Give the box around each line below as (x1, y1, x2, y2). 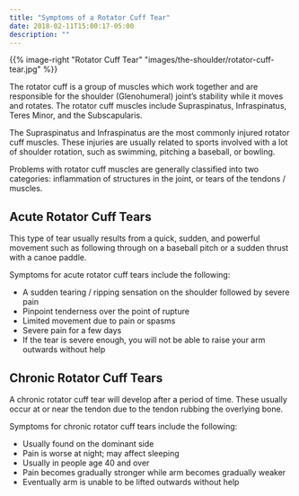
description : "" (9, 30, 70, 39)
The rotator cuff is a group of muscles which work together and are (9, 82, 259, 93)
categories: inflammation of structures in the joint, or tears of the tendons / (9, 173, 286, 184)
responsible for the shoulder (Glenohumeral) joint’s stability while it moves (9, 91, 284, 102)
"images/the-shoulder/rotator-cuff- (144, 55, 275, 66)
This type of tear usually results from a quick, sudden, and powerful (9, 233, 260, 244)
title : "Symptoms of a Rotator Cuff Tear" (9, 13, 171, 22)
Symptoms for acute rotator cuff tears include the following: (9, 270, 231, 280)
